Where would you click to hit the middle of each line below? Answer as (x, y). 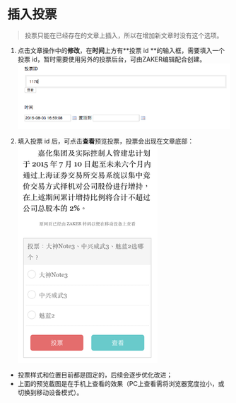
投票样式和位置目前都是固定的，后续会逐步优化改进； (95, 375)
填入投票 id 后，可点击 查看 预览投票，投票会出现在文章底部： (106, 141)
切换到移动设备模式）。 (50, 392)
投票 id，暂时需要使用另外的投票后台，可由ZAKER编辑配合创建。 (112, 59)
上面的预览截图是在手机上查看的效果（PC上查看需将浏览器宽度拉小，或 (121, 383)
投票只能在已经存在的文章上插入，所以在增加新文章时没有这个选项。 (124, 35)
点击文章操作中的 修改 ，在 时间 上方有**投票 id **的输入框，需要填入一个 (121, 50)
